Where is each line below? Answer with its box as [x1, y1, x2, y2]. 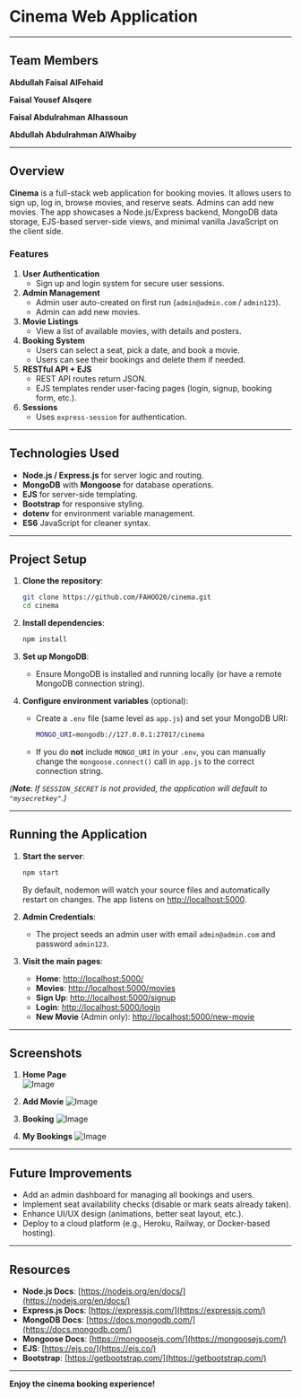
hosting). [21, 1227, 56, 1238]
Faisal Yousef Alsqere [9, 94, 92, 105]
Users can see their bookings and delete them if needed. [35, 354, 246, 365]
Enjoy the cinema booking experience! [9, 1378, 155, 1389]
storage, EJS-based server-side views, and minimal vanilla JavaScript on [9, 215, 279, 226]
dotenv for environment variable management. [21, 507, 195, 518]
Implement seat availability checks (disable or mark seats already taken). [21, 1199, 291, 1209]
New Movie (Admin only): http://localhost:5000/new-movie [35, 1011, 255, 1022]
